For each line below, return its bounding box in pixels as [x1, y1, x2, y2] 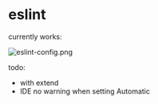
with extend [19, 78, 59, 87]
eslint [8, 6, 46, 24]
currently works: [8, 32, 62, 41]
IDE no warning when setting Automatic [19, 86, 150, 96]
